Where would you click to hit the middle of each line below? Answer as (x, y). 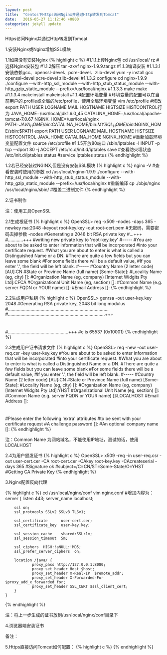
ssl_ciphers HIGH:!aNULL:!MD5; (48, 547)
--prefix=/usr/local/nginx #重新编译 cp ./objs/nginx (108, 183)
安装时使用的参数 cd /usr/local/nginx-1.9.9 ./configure (64, 172)
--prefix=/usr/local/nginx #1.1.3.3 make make (101, 89)
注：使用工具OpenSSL (28, 211)
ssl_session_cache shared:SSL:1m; (53, 534)
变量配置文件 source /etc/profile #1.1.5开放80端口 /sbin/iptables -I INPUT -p (83, 143)
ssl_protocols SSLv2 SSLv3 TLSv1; (50, 512)
